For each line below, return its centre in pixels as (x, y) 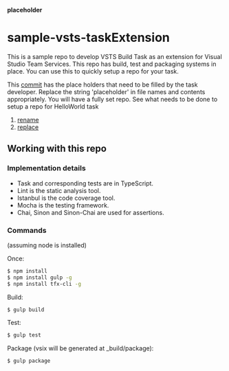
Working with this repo (57, 149)
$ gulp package (29, 361)
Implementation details (46, 168)
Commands (27, 230)
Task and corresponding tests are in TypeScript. (85, 183)
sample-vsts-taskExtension (88, 38)
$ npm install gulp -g (40, 278)
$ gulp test (24, 335)
